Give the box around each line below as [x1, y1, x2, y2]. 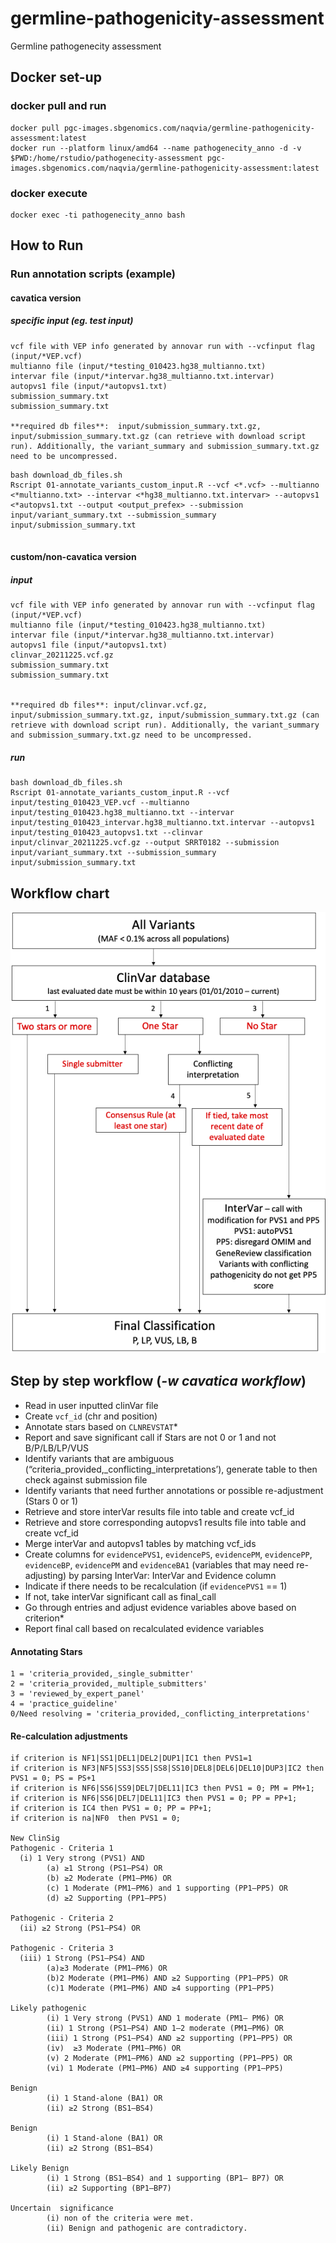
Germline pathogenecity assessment [10, 40, 162, 52]
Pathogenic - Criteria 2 [10, 1913, 114, 1924]
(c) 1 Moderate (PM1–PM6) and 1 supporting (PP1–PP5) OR [46, 1883, 288, 1894]
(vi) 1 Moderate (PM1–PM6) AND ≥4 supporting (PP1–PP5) [46, 2063, 284, 2074]
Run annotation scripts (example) [10, 267, 176, 281]
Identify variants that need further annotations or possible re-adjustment [24, 1484, 324, 1496]
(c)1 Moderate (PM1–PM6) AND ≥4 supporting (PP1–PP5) [46, 1983, 275, 1994]
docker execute [10, 186, 88, 200]
